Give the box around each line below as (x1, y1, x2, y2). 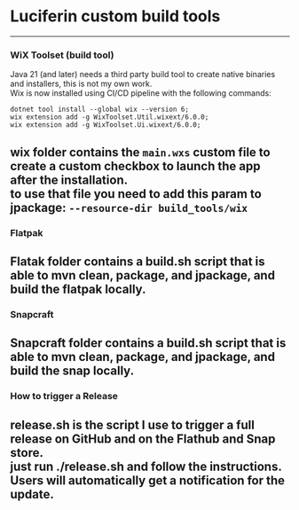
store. (10, 445, 43, 460)
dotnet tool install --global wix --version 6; (10, 105, 190, 114)
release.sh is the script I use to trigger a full (10, 417, 256, 432)
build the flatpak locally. (10, 281, 146, 296)
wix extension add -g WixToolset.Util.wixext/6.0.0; (10, 113, 209, 122)
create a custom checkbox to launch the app (10, 158, 261, 174)
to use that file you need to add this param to (10, 186, 263, 201)
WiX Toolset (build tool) (10, 49, 114, 61)
